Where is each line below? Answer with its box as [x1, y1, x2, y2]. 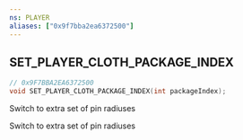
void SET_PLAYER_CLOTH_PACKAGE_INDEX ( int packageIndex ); [9, 87, 227, 96]
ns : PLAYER [9, 13, 50, 22]
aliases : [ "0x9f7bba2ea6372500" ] [9, 22, 135, 31]
